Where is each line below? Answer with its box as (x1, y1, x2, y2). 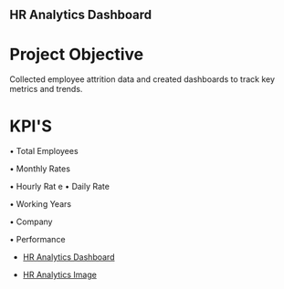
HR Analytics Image (22, 269, 98, 281)
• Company (9, 216, 53, 227)
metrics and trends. (9, 84, 83, 95)
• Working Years (9, 199, 71, 210)
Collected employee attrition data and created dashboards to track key (9, 74, 276, 85)
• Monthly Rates (9, 163, 71, 174)
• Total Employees (9, 146, 79, 157)
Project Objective (9, 44, 144, 65)
